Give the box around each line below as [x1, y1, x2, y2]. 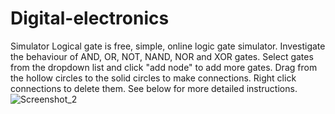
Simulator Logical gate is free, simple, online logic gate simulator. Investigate [10, 40, 326, 52]
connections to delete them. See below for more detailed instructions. [10, 82, 298, 94]
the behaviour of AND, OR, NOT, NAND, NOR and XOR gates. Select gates [10, 50, 314, 62]
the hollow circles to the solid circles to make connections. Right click [10, 72, 297, 84]
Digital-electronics [10, 7, 170, 30]
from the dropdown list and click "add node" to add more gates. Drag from [10, 61, 318, 73]
